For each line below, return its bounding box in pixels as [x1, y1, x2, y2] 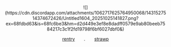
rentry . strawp [62, 36, 109, 42]
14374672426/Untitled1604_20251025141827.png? [32, 15, 139, 21]
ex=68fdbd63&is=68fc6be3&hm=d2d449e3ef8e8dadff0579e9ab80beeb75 [5, 20, 166, 27]
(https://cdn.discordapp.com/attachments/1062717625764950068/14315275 [5, 10, 166, 16]
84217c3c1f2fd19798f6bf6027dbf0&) [47, 26, 124, 32]
